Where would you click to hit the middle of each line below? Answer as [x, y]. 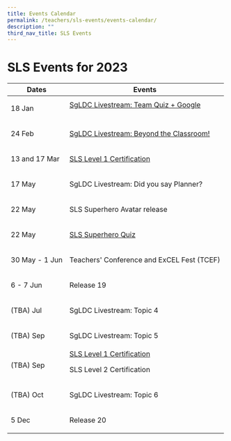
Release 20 [88, 420]
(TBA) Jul [26, 311]
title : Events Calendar [42, 14]
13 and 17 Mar [35, 159]
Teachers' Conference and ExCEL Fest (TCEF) [145, 260]
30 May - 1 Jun [37, 260]
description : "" [31, 26]
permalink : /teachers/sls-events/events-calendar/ [82, 20]
